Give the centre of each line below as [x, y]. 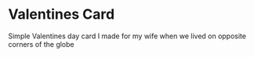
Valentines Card [62, 14]
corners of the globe [41, 44]
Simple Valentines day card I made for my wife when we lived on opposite [127, 36]
